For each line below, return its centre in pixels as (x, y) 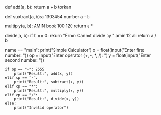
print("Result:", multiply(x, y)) (49, 91)
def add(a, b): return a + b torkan (38, 7)
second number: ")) (25, 60)
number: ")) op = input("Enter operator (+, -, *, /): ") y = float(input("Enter (78, 55)
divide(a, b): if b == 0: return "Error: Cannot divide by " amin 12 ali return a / (81, 35)
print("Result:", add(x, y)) (43, 74)
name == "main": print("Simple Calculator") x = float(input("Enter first (75, 50)
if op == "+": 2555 (25, 69)
